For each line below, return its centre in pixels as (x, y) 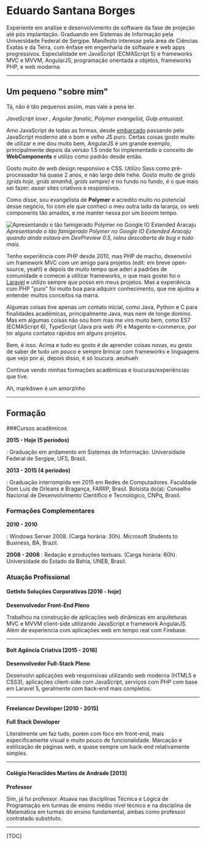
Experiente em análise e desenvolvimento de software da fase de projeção (101, 28)
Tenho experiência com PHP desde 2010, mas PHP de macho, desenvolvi (99, 256)
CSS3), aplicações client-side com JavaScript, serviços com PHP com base (102, 682)
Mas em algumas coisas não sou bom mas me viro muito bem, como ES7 (99, 320)
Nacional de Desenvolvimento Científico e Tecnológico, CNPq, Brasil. (93, 495)
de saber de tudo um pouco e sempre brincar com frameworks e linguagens (103, 351)
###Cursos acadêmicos (37, 428)
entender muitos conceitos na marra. (53, 295)
